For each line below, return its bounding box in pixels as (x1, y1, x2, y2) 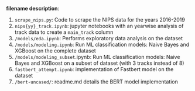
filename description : (6, 5, 60, 12)
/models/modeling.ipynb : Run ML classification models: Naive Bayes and (14, 41, 190, 48)
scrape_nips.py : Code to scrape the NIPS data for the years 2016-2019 (14, 16, 186, 23)
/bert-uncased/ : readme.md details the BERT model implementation (14, 78, 179, 85)
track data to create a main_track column (14, 29, 114, 36)
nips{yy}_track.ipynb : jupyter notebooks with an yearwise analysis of (14, 23, 184, 29)
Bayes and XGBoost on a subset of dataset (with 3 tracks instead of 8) (14, 60, 184, 66)
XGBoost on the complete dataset (14, 47, 97, 54)
